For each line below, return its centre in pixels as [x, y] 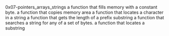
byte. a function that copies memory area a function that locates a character [84, 12]
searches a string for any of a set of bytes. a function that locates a [75, 23]
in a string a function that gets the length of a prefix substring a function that [85, 18]
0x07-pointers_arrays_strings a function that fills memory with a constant [81, 7]
